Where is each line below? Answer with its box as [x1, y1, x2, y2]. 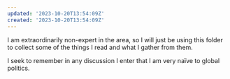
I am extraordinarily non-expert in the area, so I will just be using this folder [7, 35, 224, 44]
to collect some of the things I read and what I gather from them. [7, 43, 194, 51]
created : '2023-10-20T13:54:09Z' [7, 17, 105, 24]
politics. [7, 64, 30, 72]
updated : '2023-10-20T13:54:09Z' [7, 10, 105, 17]
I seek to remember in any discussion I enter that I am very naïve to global [7, 56, 220, 64]
